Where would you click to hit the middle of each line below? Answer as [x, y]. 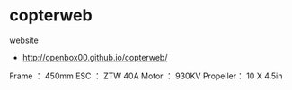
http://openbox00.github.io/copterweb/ [95, 57]
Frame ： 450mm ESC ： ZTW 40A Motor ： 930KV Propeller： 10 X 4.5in [146, 76]
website [24, 40]
